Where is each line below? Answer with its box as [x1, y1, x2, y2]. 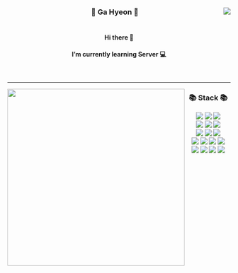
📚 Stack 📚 [188, 93, 228, 103]
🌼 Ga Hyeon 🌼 [91, 7, 139, 17]
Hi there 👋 [104, 33, 134, 42]
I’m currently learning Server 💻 [72, 50, 166, 58]
